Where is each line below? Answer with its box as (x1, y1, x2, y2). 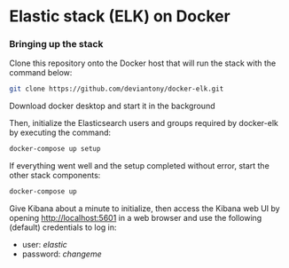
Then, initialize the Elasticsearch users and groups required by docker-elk (9, 118, 279, 129)
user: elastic (21, 240, 68, 250)
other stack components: (9, 170, 101, 181)
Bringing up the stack (9, 38, 104, 51)
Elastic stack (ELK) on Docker (9, 6, 230, 27)
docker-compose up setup (9, 145, 101, 154)
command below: (9, 67, 73, 78)
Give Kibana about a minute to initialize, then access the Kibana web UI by (9, 203, 281, 214)
